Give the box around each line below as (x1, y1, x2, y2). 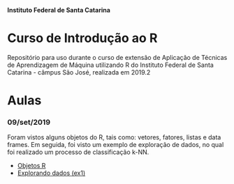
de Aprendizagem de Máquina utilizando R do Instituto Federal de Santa (7, 61, 214, 69)
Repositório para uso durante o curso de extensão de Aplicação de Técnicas (7, 53, 228, 61)
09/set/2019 (7, 118, 51, 128)
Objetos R (17, 162, 46, 170)
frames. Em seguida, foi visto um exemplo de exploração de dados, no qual (7, 141, 224, 149)
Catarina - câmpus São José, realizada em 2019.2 (7, 68, 151, 76)
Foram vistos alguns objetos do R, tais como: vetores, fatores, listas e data (7, 133, 221, 141)
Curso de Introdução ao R (7, 31, 158, 46)
